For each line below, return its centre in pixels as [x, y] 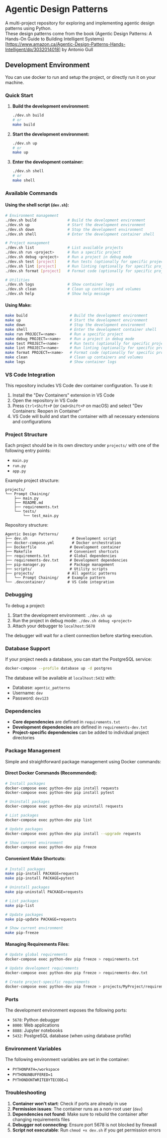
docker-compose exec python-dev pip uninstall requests [64, 806]
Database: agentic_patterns [41, 687]
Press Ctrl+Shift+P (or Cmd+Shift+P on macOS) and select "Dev [77, 406]
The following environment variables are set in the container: [67, 1059]
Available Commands [32, 193]
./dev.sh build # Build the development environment [75, 220]
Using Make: [18, 305]
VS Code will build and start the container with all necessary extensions [86, 417]
